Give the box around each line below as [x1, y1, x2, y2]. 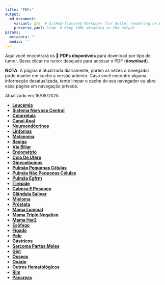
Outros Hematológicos [12, 264, 60, 270]
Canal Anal [12, 117, 35, 123]
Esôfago [12, 222, 30, 228]
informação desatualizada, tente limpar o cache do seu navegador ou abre [5, 78, 156, 84]
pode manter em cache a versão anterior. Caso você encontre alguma [5, 72, 147, 79]
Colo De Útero [12, 154, 42, 160]
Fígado [12, 227, 27, 233]
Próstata [12, 201, 30, 207]
